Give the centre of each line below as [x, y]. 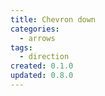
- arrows [37, 38]
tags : [21, 47]
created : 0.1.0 [42, 66]
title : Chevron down [53, 19]
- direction [44, 57]
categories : [35, 29]
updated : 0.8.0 [42, 76]
